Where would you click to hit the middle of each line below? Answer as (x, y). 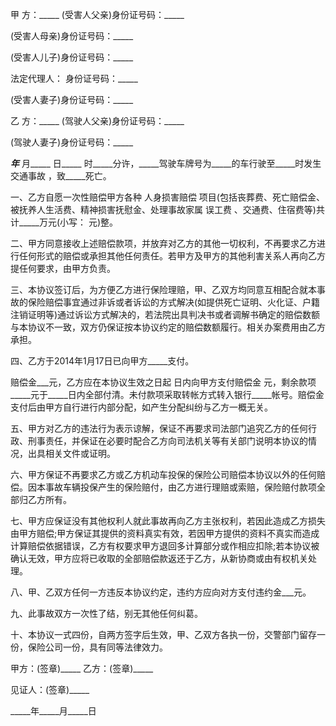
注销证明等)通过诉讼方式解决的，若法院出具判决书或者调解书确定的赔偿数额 (165, 314)
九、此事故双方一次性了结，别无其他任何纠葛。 (106, 613)
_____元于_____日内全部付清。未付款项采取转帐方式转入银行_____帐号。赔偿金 (167, 394)
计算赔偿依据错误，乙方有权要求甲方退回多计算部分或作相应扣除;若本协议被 (165, 546)
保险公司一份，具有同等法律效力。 (97, 647)
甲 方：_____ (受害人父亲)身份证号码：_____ (97, 14)
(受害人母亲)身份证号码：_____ (72, 36)
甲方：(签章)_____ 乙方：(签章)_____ (82, 668)
